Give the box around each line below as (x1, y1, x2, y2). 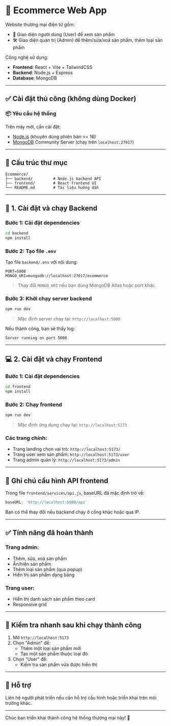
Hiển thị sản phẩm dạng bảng (12, 572, 75, 578)
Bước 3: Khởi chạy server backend (5, 295, 92, 302)
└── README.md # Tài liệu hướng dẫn (5, 185, 99, 191)
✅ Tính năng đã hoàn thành (5, 528, 94, 537)
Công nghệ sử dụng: (5, 54, 48, 60)
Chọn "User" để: (12, 656, 47, 662)
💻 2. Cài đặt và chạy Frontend (5, 355, 103, 363)
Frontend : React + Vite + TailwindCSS (12, 64, 93, 70)
